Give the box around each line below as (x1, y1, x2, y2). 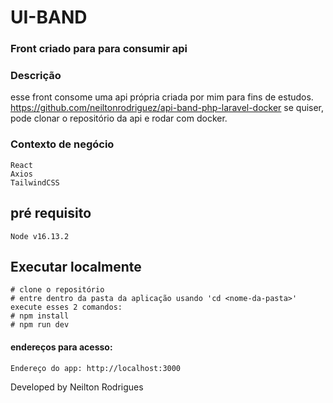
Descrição (10, 69, 62, 83)
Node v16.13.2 (10, 231, 70, 241)
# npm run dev (10, 320, 70, 330)
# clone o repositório (10, 285, 105, 295)
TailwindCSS (10, 177, 60, 188)
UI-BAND (10, 6, 88, 29)
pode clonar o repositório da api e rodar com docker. (10, 112, 228, 125)
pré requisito (10, 205, 92, 222)
